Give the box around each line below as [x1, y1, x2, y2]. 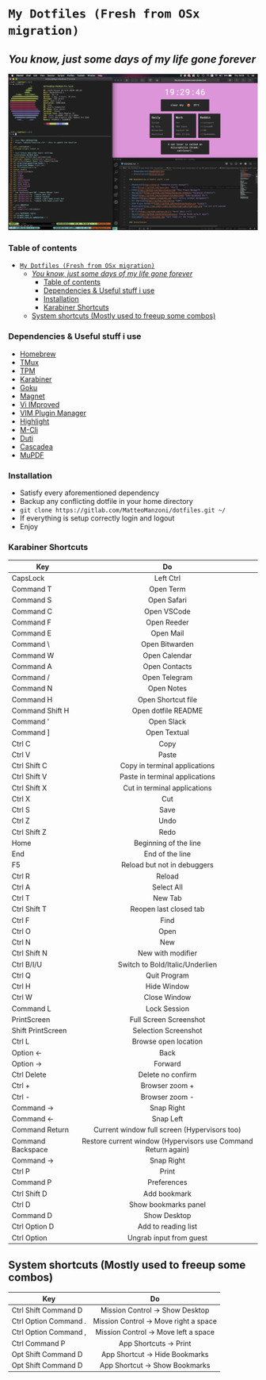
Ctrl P [11, 1167, 30, 1176]
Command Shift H [11, 705, 70, 715]
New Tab [153, 894, 182, 903]
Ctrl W [11, 993, 33, 1002]
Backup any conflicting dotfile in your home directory [19, 496, 194, 505]
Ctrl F [11, 915, 30, 924]
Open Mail [150, 628, 184, 638]
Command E [11, 628, 52, 638]
